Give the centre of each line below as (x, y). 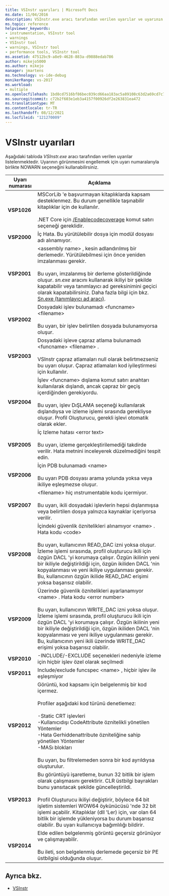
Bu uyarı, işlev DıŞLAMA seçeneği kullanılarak (91, 405)
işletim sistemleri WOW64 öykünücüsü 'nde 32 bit (97, 806)
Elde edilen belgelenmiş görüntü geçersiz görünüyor (99, 833)
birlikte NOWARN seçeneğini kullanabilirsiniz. (52, 167)
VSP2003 (20, 356)
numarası (20, 186)
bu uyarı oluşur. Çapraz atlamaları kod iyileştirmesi (97, 365)
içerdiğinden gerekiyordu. (68, 392)
